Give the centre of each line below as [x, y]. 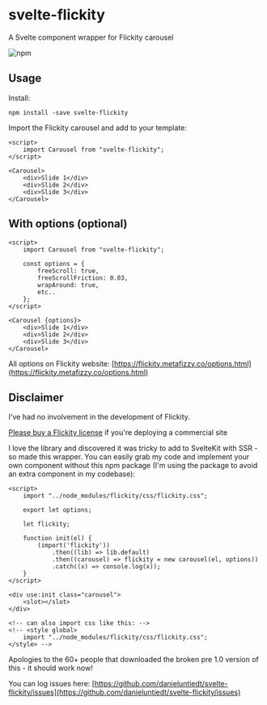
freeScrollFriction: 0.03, [83, 278]
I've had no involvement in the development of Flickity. [99, 417]
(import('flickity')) [74, 546]
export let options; [57, 510]
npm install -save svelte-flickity [68, 112]
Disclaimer [36, 397]
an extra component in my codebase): [72, 474]
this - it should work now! [51, 668]
